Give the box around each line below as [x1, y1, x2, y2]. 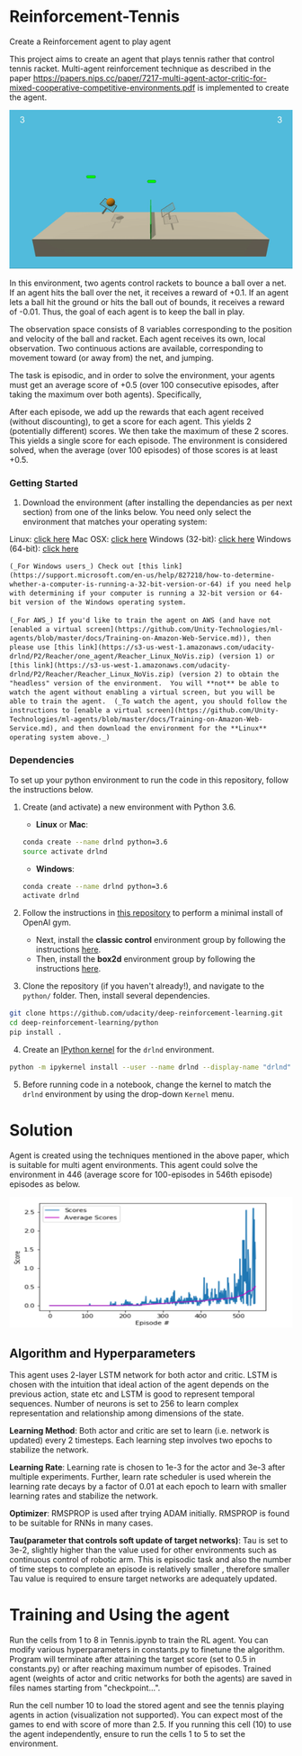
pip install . [9, 1028, 63, 1037]
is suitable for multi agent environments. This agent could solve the [9, 1159, 258, 1170]
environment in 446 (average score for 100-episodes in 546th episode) [9, 1169, 273, 1180]
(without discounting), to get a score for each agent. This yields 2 [9, 416, 252, 427]
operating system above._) [9, 733, 111, 742]
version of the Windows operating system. [25, 598, 187, 607]
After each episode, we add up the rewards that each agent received [9, 407, 264, 418]
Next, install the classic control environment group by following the [35, 935, 286, 946]
